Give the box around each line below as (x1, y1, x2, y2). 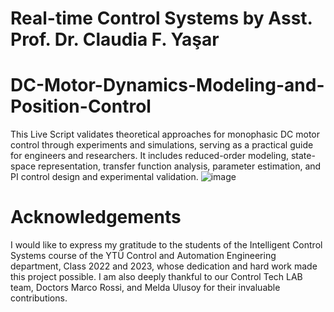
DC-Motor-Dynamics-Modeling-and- (10, 74, 325, 97)
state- (290, 150, 316, 162)
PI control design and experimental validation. (10, 171, 199, 183)
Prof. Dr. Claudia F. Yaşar (10, 28, 220, 51)
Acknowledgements (10, 206, 182, 229)
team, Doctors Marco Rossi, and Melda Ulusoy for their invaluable (10, 282, 281, 294)
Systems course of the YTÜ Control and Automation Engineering (10, 250, 277, 262)
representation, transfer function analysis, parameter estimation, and (38, 160, 322, 172)
